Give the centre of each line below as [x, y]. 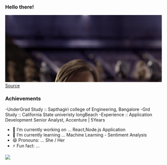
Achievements [23, 98]
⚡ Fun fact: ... [26, 146]
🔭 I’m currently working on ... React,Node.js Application [69, 130]
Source [12, 85]
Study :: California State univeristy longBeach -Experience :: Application [79, 115]
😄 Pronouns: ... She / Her [39, 140]
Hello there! [20, 7]
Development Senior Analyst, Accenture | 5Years [55, 120]
